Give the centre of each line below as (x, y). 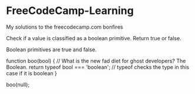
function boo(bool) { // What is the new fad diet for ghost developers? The (96, 61)
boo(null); (18, 84)
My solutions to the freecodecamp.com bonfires (65, 27)
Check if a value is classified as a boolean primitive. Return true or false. (94, 38)
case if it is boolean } (32, 73)
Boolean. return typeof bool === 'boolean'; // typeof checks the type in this (98, 67)
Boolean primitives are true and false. (52, 49)
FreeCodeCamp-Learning (70, 11)
